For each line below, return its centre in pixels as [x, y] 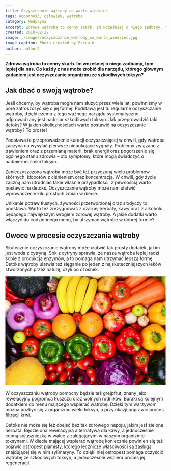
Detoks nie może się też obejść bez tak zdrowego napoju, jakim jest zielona [84, 425]
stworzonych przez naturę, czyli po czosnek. [52, 269]
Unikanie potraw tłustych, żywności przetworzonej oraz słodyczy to [76, 203]
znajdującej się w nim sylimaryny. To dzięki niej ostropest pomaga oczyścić [84, 452]
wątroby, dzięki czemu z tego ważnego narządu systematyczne [72, 114]
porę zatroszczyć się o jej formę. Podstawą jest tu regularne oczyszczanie [83, 108]
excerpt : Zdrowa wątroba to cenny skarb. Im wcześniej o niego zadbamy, [84, 27]
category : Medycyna [26, 21]
